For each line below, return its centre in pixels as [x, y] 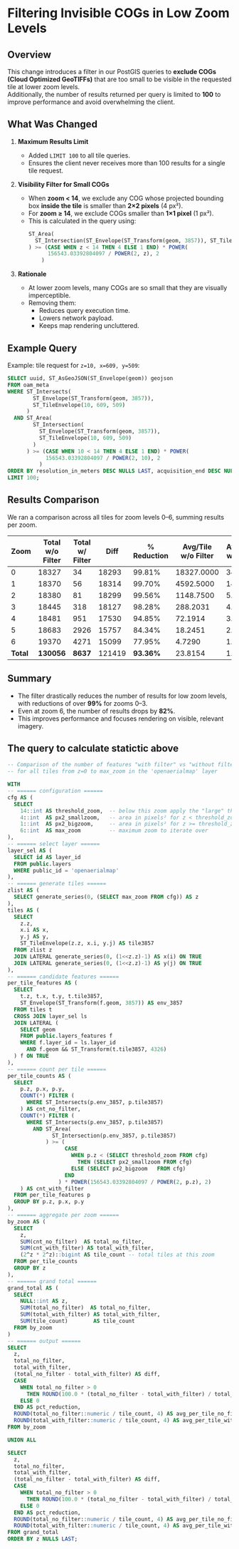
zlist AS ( [23, 890]
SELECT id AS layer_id [47, 857]
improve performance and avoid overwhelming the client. [91, 102]
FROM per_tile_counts [46, 1262]
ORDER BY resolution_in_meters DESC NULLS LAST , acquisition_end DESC [114, 471]
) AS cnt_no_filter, [51, 1109]
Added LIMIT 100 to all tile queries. [79, 155]
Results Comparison [53, 500]
